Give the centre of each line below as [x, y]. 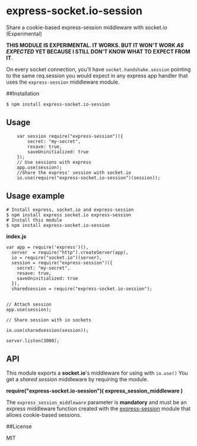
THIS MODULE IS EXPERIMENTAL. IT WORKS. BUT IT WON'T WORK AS [95, 45]
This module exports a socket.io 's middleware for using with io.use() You [97, 373]
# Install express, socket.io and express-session [70, 210]
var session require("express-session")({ [70, 136]
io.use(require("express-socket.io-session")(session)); [89, 178]
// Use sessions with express [54, 162]
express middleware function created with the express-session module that [99, 409]
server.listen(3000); [33, 341]
